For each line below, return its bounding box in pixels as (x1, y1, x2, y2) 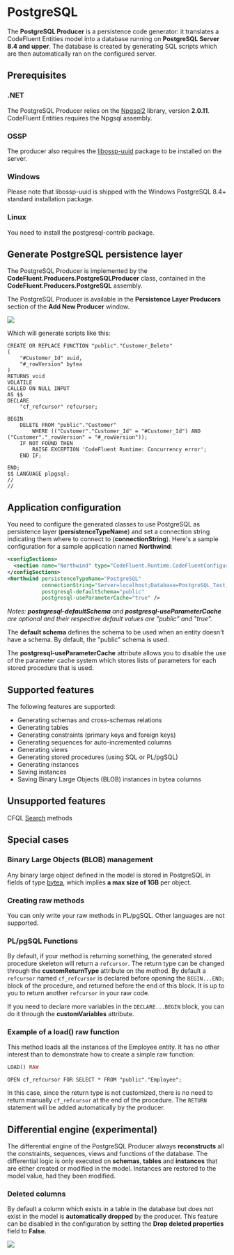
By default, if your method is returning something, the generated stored (7, 952, 212, 960)
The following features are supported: (7, 703, 116, 711)
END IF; (19, 452, 42, 460)
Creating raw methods (7, 896, 85, 905)
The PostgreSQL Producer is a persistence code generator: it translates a (7, 27, 219, 36)
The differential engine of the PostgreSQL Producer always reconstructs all (7, 1142, 224, 1151)
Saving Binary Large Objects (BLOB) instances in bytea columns (17, 775, 202, 784)
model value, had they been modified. (7, 1171, 116, 1180)
